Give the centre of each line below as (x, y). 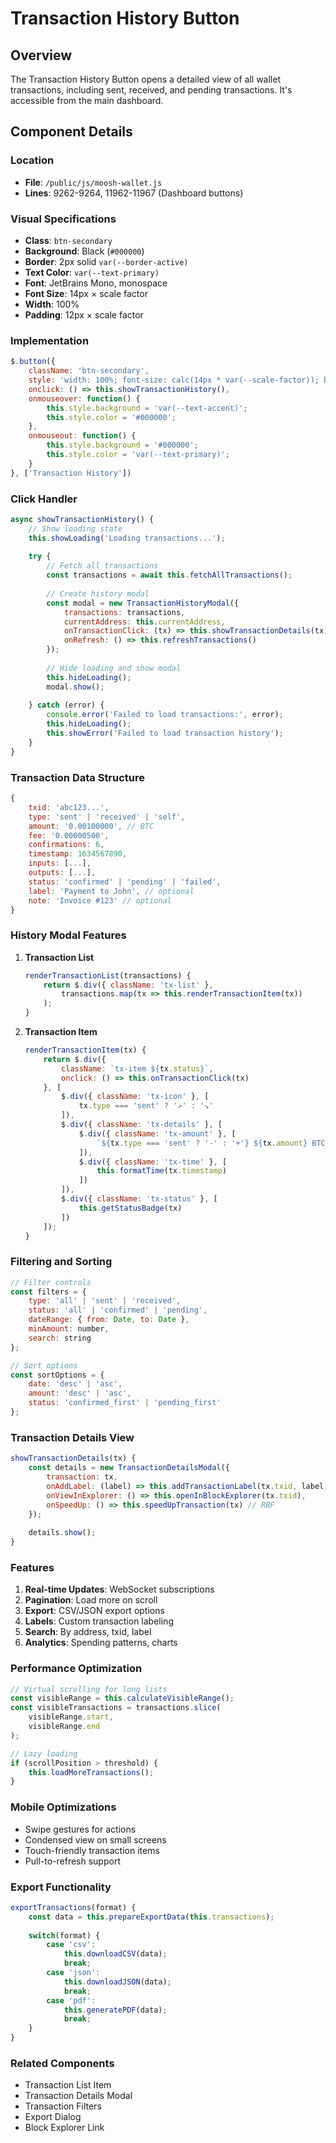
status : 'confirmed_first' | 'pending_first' (125, 1403)
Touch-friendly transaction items (92, 1850)
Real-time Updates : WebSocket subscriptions (119, 1589)
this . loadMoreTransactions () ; (91, 1772)
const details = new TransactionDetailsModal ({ (129, 1468)
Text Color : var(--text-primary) (92, 272)
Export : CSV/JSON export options (94, 1611)
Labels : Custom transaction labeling (99, 1621)
